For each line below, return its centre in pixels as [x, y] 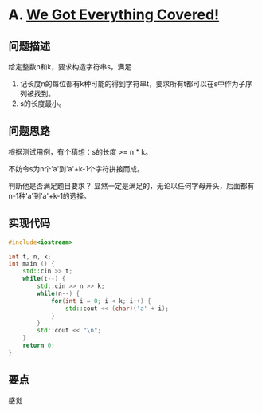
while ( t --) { [44, 279]
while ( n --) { [59, 293]
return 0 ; [39, 345]
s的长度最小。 [43, 104]
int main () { [32, 264]
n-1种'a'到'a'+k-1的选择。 [50, 195]
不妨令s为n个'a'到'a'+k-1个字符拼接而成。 [76, 168]
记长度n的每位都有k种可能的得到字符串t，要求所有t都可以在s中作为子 [133, 84]
